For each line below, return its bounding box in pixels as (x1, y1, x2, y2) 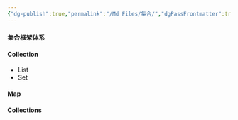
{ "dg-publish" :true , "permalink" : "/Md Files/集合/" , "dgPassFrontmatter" (7, 10, 222, 18)
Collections (7, 106, 43, 114)
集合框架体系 (7, 33, 45, 42)
